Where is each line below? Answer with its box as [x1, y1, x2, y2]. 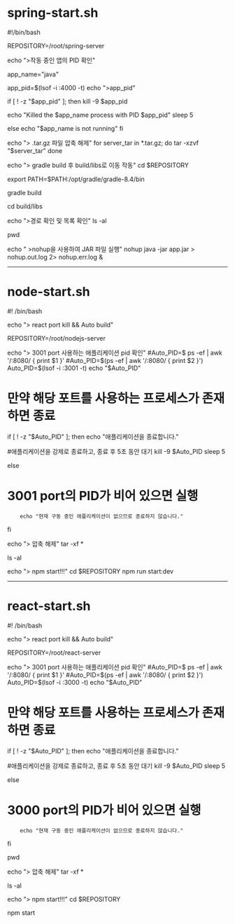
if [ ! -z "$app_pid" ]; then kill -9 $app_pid [7, 97, 128, 106]
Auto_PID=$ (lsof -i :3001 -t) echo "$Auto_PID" [7, 364, 141, 372]
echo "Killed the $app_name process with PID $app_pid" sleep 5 [7, 111, 194, 119]
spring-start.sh [7, 5, 99, 21]
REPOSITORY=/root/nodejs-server [7, 334, 106, 342]
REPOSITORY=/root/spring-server [7, 41, 105, 50]
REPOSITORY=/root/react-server [7, 648, 101, 657]
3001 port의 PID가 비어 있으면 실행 [7, 488, 199, 504]
